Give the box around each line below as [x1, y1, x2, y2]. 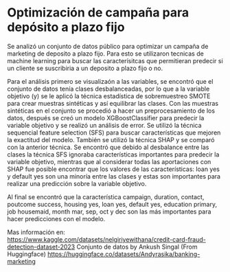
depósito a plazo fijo [7, 19, 125, 35]
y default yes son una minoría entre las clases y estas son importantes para [7, 172, 221, 180]
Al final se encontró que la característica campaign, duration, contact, [7, 192, 205, 201]
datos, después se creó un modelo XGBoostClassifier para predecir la [7, 113, 205, 122]
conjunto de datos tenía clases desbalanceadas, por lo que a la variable [7, 84, 210, 93]
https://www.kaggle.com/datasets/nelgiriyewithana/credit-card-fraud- [7, 235, 206, 243]
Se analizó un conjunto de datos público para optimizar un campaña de [7, 42, 209, 50]
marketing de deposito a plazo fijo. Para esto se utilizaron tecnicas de [7, 49, 204, 58]
